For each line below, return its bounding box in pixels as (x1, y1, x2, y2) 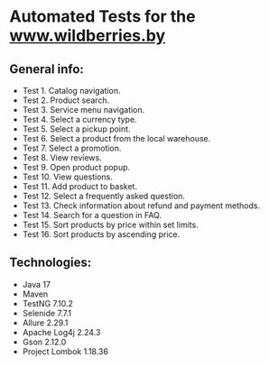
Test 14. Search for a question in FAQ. (22, 210, 162, 220)
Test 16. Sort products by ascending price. (22, 229, 181, 240)
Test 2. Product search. (22, 95, 110, 105)
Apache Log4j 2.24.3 (22, 326, 101, 337)
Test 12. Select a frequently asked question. (22, 191, 185, 201)
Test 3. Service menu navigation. (22, 105, 145, 114)
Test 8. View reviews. (22, 152, 102, 163)
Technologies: (9, 255, 92, 270)
